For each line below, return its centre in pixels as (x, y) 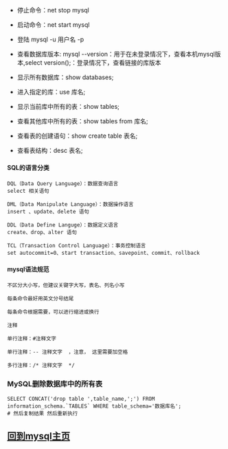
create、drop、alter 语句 (42, 233)
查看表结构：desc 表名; (50, 150)
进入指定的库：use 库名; (51, 92)
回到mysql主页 (39, 436)
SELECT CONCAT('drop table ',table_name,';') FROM (81, 399)
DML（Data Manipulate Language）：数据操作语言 (70, 205)
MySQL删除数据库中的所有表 (55, 384)
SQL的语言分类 (28, 167)
